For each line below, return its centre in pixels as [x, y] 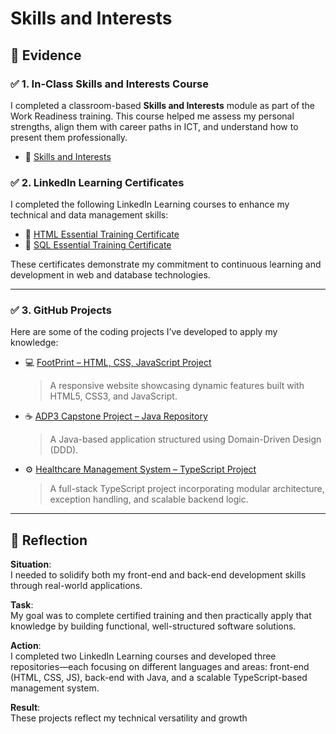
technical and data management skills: [89, 215]
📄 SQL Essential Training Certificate [98, 245]
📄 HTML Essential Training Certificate [102, 234]
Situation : [31, 564]
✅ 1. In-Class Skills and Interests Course [109, 84]
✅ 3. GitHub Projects [61, 310]
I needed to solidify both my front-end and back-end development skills [158, 575]
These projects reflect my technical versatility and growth [129, 718]
